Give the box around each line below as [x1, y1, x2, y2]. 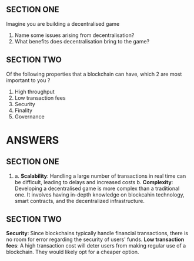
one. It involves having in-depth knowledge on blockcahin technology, [14, 191, 185, 198]
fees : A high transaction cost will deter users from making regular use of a [6, 242, 186, 249]
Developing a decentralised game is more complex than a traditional [14, 185, 180, 192]
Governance [14, 113, 45, 120]
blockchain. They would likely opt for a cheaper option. [6, 249, 139, 256]
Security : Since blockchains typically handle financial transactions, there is [6, 230, 188, 237]
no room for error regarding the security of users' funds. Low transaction [6, 236, 185, 243]
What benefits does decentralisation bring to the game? [14, 38, 150, 45]
